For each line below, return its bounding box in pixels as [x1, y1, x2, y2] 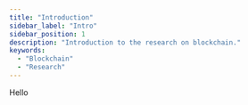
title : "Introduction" [9, 12, 94, 22]
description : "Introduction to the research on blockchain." [9, 37, 242, 47]
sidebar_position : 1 [9, 29, 87, 38]
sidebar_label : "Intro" [9, 21, 98, 30]
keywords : [9, 46, 46, 55]
